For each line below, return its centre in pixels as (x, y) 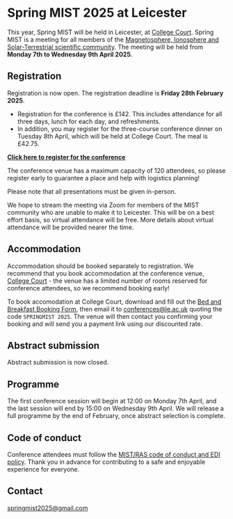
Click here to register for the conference (66, 157)
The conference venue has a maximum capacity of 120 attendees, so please (116, 170)
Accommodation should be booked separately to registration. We (101, 265)
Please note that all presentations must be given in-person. (92, 191)
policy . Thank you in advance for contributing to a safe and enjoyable (106, 462)
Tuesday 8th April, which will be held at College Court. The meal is (112, 136)
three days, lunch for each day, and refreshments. (89, 121)
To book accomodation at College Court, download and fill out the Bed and (114, 302)
